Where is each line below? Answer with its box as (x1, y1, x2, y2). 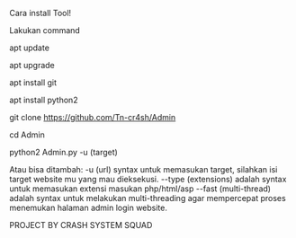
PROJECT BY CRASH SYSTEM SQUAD (9, 220, 153, 230)
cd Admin (9, 129, 45, 140)
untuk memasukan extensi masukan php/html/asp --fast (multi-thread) (9, 183, 272, 194)
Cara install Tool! (9, 8, 72, 18)
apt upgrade (9, 60, 56, 70)
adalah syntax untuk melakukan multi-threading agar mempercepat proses (9, 193, 286, 203)
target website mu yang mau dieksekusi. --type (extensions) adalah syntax (9, 174, 287, 184)
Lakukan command (9, 25, 81, 35)
